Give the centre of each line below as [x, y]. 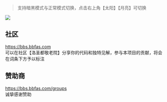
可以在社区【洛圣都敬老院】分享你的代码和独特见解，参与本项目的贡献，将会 [84, 52]
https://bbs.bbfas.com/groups [36, 88]
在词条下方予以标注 [25, 59]
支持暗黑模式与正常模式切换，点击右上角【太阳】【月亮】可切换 [82, 8]
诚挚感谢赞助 [18, 94]
